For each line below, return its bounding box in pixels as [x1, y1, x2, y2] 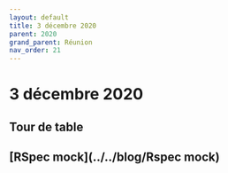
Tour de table [9, 119, 84, 134]
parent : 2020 [9, 29, 57, 38]
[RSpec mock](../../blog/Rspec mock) [9, 150, 220, 165]
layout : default [9, 12, 69, 22]
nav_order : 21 [9, 46, 62, 55]
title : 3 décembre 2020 [9, 21, 97, 30]
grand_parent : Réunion [9, 37, 93, 47]
